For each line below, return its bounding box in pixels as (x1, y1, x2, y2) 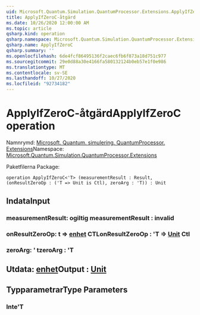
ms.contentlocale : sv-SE (6, 70, 68, 76)
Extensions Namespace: (6, 145, 64, 152)
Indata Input (6, 196, 51, 206)
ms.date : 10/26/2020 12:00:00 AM (6, 20, 89, 26)
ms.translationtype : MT (6, 64, 65, 70)
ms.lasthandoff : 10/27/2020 (6, 75, 76, 81)
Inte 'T (6, 302, 24, 311)
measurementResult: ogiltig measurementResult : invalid (6, 214, 174, 223)
